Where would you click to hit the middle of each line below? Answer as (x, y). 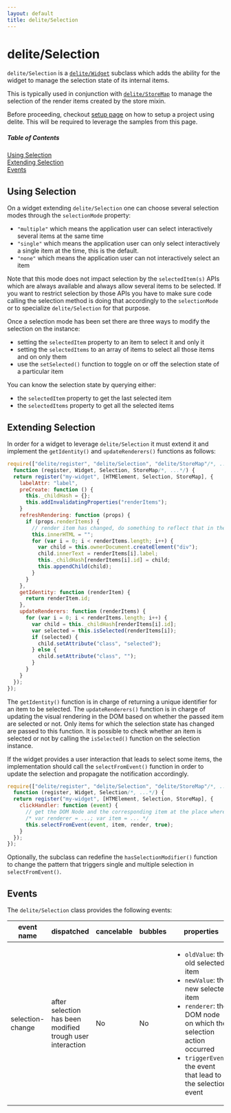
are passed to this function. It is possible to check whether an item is (104, 731)
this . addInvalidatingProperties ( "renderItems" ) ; (96, 502)
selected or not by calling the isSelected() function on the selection (104, 738)
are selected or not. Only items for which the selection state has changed (111, 723)
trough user (70, 1036)
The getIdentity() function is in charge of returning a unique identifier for (112, 702)
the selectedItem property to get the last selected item (94, 398)
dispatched (70, 932)
